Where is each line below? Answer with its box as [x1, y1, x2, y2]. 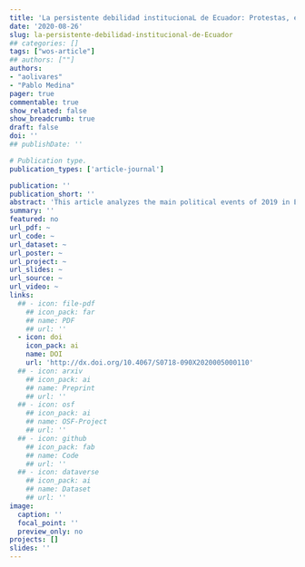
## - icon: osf [17, 400, 75, 409]
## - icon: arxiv [17, 367, 84, 376]
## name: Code [25, 451, 79, 460]
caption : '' [17, 510, 64, 519]
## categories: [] [9, 38, 79, 48]
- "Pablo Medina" [9, 81, 75, 90]
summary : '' [9, 206, 54, 216]
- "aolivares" [9, 73, 64, 82]
